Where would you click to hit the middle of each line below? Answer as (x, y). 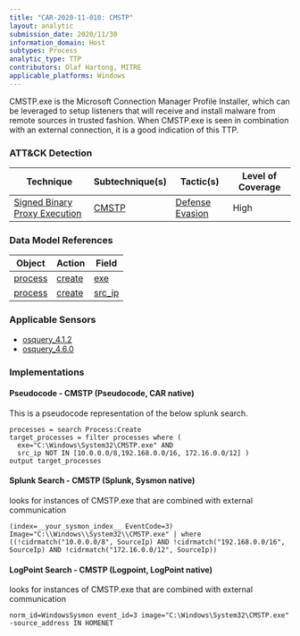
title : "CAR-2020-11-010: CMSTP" (71, 17)
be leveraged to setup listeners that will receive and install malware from (142, 110)
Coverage (259, 187)
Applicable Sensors (53, 320)
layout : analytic (42, 26)
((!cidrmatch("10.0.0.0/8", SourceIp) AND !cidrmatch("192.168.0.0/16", (147, 542)
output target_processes (55, 461)
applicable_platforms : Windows (67, 76)
